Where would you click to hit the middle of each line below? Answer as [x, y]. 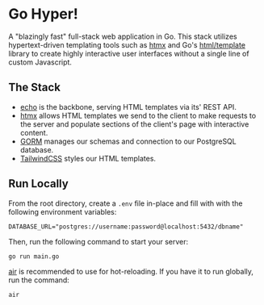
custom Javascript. [40, 62]
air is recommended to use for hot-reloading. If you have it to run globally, [131, 271]
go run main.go [34, 256]
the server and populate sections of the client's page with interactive [134, 124]
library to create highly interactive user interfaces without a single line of [129, 53]
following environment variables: [63, 211]
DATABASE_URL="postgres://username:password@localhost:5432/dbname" [126, 227]
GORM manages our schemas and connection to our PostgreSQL [128, 141]
